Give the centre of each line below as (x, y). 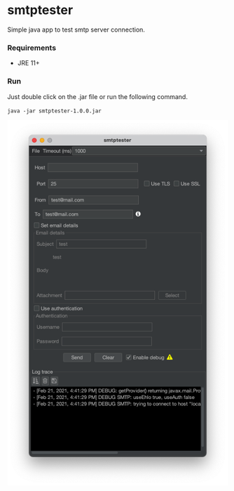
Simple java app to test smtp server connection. (76, 30)
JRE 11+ (28, 63)
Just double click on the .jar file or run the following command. (97, 96)
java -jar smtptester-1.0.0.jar (54, 111)
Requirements (32, 48)
